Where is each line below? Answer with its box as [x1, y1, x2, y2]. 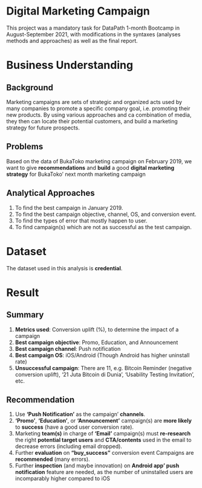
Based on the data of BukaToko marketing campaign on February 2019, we [6, 157, 192, 164]
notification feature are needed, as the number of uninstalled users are [15, 469, 194, 476]
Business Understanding [6, 59, 134, 72]
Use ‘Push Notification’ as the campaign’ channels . [15, 411, 146, 418]
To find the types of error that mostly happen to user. [15, 216, 148, 224]
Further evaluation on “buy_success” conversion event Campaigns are [15, 449, 194, 457]
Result [6, 285, 39, 299]
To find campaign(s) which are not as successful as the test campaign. [15, 223, 192, 230]
